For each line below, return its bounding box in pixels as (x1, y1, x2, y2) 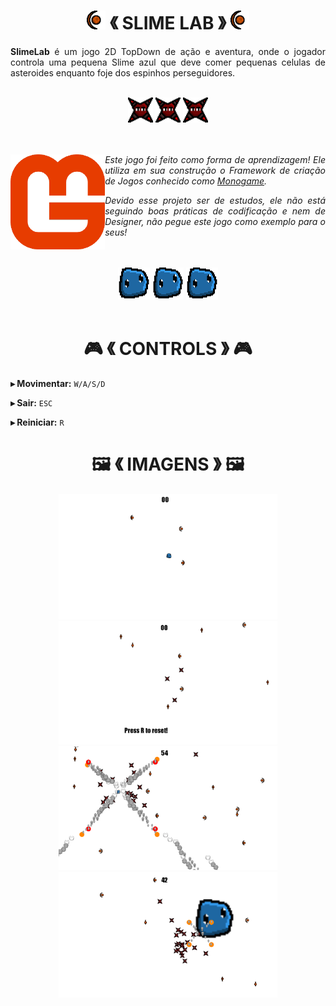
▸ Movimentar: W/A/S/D (10, 377, 106, 389)
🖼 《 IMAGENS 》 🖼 (91, 453, 245, 475)
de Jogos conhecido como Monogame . (104, 175, 268, 187)
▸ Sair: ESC (10, 396, 53, 409)
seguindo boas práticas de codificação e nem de (104, 205, 326, 217)
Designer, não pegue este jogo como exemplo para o (104, 216, 326, 228)
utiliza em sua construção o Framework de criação (104, 165, 326, 177)
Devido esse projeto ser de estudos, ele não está (104, 195, 326, 207)
